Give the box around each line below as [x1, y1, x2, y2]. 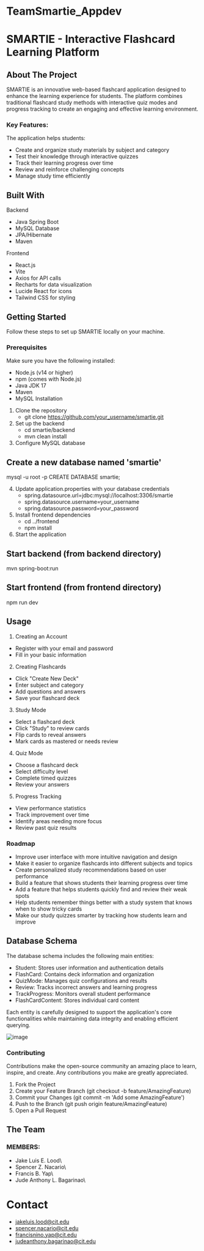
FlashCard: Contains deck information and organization [15, 970, 155, 977]
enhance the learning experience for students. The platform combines [6, 92, 183, 100]
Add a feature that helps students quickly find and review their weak [15, 886, 188, 893]
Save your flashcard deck [15, 694, 80, 701]
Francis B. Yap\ [15, 1170, 54, 1177]
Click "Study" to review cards [15, 724, 90, 732]
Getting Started [6, 312, 67, 322]
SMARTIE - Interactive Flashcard [6, 32, 175, 47]
